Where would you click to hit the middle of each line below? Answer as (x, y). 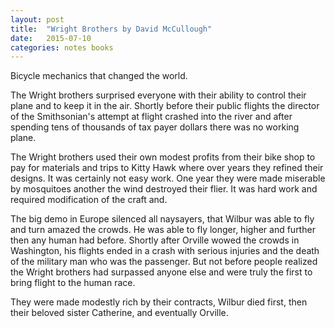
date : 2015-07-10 (51, 38)
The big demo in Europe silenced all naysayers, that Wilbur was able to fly (162, 219)
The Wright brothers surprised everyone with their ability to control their (158, 95)
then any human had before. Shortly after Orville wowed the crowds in (155, 240)
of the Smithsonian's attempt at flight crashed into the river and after (151, 117)
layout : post (37, 19)
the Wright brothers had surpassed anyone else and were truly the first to (161, 272)
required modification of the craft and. (89, 200)
